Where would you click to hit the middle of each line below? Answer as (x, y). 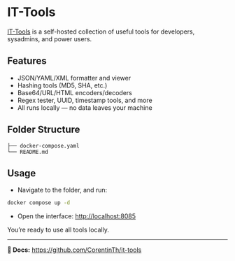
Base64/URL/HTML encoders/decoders (75, 92)
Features (27, 61)
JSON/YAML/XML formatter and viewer (74, 78)
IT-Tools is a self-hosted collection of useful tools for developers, (101, 31)
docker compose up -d (39, 203)
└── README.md (28, 152)
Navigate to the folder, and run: (62, 190)
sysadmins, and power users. (50, 38)
